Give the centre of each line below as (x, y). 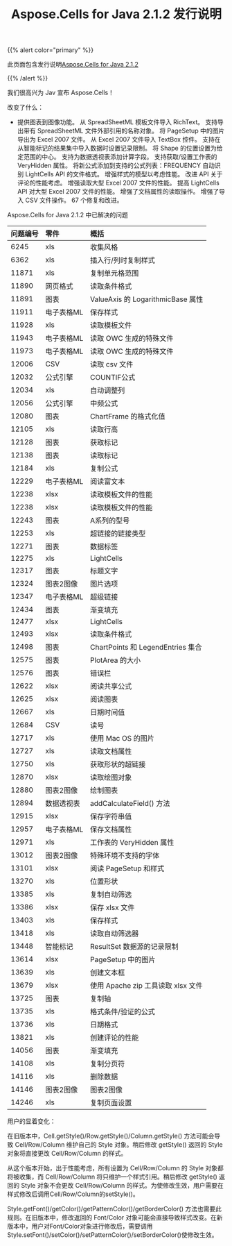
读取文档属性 (111, 752)
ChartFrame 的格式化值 (127, 416)
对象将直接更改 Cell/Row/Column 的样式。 (67, 1154)
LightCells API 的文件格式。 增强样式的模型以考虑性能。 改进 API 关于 (124, 174)
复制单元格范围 (114, 273)
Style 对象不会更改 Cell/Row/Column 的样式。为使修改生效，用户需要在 (122, 1186)
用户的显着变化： (32, 1121)
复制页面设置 (111, 1103)
